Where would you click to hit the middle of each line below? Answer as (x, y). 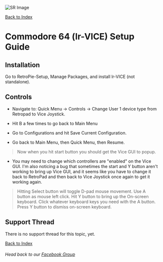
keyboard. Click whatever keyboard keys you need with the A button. (86, 202)
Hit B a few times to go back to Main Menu (55, 123)
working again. (27, 182)
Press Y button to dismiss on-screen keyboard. (64, 206)
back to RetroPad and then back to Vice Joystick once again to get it (81, 177)
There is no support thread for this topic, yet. (50, 234)
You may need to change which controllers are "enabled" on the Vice (81, 161)
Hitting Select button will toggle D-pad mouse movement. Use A (81, 191)
